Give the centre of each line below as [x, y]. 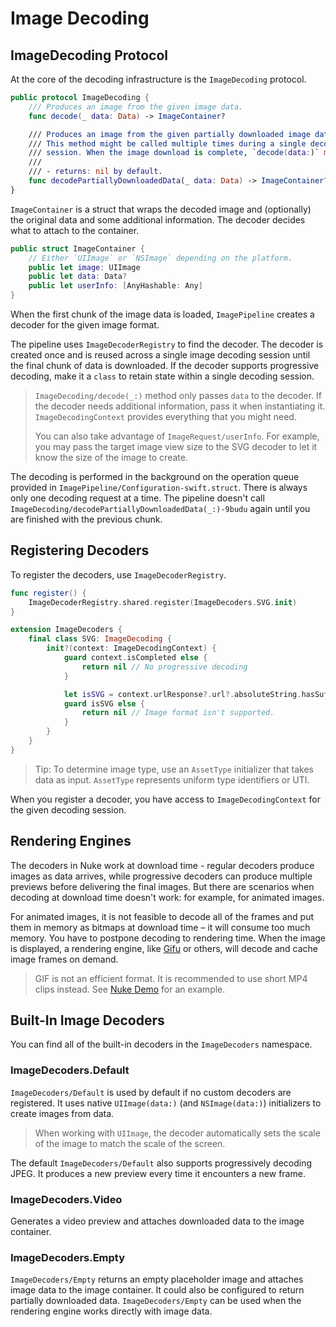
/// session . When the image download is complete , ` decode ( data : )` [174, 153]
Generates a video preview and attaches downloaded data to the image [157, 1221]
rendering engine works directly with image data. [111, 1311]
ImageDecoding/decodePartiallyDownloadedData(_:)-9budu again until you [160, 508]
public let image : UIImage [84, 267]
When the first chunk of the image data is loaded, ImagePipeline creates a [162, 314]
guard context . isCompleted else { [135, 658]
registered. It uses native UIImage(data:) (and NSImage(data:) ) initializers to [166, 1103]
